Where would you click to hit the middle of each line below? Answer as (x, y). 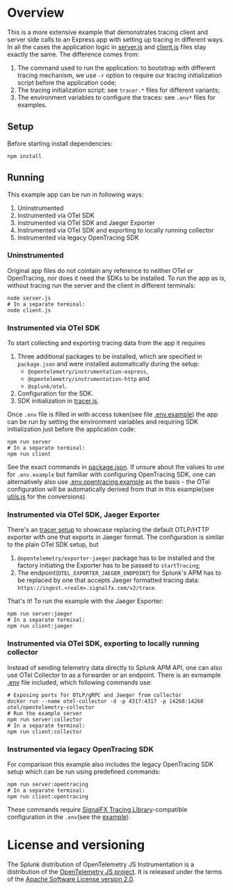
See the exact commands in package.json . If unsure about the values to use (116, 467)
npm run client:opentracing (48, 797)
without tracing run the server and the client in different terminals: (102, 285)
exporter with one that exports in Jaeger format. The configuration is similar (116, 537)
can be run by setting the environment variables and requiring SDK (103, 422)
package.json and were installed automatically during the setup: (108, 364)
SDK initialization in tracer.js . (58, 401)
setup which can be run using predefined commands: (84, 772)
